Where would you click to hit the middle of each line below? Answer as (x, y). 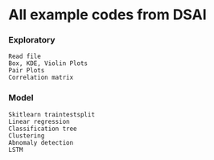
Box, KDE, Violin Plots (48, 64)
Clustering (27, 135)
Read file (25, 57)
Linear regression (39, 121)
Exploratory (32, 40)
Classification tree (43, 129)
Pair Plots (27, 71)
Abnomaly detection (41, 142)
